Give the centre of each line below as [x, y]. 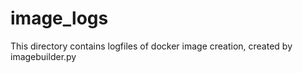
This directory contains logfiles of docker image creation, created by [151, 46]
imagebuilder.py [43, 56]
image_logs [59, 18]
